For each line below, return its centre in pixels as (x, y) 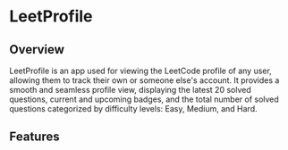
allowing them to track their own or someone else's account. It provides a (144, 80)
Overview (37, 50)
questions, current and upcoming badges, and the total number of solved (144, 99)
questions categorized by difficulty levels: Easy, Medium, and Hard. (133, 108)
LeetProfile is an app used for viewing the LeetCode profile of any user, (141, 71)
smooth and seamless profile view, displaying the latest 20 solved (131, 90)
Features (34, 137)
